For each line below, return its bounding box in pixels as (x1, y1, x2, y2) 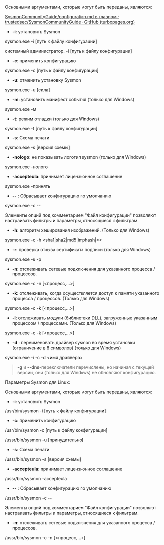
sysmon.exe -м (5, 106, 37, 112)
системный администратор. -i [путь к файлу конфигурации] (5, 48, 132, 54)
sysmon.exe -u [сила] (5, 87, 50, 93)
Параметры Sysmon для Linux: (5, 379, 71, 385)
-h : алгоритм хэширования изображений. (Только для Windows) (12, 227, 150, 233)
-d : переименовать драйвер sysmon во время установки (12, 340, 135, 345)
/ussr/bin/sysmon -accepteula (5, 476, 67, 481)
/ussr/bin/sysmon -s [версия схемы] (5, 456, 81, 462)
